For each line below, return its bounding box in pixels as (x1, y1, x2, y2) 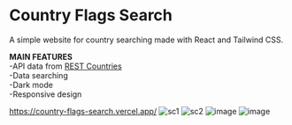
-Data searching (9, 70, 68, 80)
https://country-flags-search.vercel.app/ (9, 106, 158, 116)
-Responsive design (9, 89, 82, 99)
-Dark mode (9, 79, 53, 90)
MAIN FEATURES (9, 51, 73, 62)
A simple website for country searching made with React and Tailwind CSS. (9, 34, 284, 45)
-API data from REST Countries (9, 61, 122, 71)
